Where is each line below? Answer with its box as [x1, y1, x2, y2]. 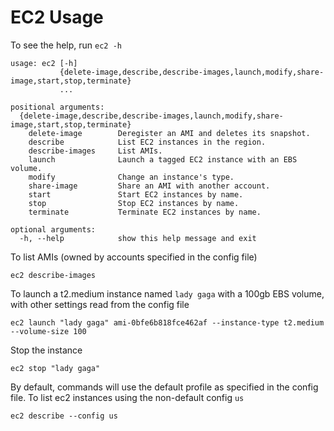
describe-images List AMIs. [28, 146, 163, 156]
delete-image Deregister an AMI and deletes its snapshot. [28, 128, 311, 138]
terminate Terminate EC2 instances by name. [28, 207, 262, 217]
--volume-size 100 [10, 326, 87, 336]
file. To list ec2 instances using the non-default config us [10, 391, 245, 403]
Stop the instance [10, 344, 83, 356]
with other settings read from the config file [10, 298, 190, 310]
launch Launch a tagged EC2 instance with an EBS [28, 154, 298, 165]
